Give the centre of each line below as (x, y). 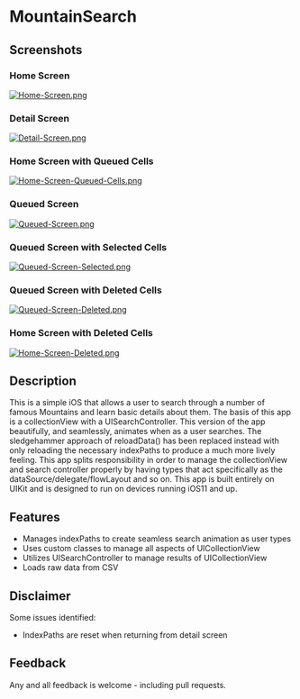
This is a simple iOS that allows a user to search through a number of (137, 403)
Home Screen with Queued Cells (82, 161)
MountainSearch (73, 17)
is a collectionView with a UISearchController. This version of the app (137, 422)
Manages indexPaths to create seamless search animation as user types (156, 539)
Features (35, 517)
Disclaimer (40, 596)
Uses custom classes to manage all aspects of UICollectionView (141, 549)
